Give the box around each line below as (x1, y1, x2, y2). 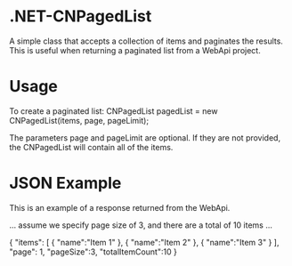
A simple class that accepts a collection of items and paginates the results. (9, 36, 283, 46)
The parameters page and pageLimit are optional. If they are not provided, (9, 132, 281, 143)
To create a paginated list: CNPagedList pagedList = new (9, 105, 218, 117)
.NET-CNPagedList (9, 6, 152, 27)
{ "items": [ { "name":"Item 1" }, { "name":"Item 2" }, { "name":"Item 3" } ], (9, 237, 280, 247)
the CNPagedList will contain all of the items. (9, 141, 174, 152)
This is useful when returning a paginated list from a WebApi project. (9, 44, 261, 55)
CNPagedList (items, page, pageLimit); (9, 115, 150, 125)
